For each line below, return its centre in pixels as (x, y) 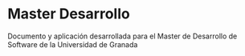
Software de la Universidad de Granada (73, 44)
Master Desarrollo (69, 14)
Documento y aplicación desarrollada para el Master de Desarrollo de (122, 36)
